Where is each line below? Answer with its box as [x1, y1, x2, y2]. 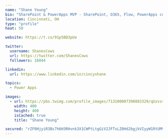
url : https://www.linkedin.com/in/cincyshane [9, 71, 106, 76]
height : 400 [14, 108, 39, 113]
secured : [5, 126, 23, 131]
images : [5, 94, 21, 99]
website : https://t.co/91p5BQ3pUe [5, 35, 77, 40]
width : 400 [14, 103, 37, 108]
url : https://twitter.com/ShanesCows [9, 53, 88, 58]
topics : [5, 80, 21, 85]
